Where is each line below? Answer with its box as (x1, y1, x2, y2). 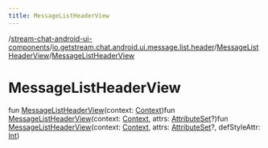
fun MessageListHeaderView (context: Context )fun (8, 105, 175, 114)
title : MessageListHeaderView (8, 11, 110, 20)
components (8, 42, 51, 52)
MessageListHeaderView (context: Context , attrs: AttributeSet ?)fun (8, 114, 229, 123)
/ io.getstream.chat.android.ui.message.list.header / (49, 42, 217, 52)
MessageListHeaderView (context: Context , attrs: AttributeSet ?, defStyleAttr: (8, 122, 261, 132)
